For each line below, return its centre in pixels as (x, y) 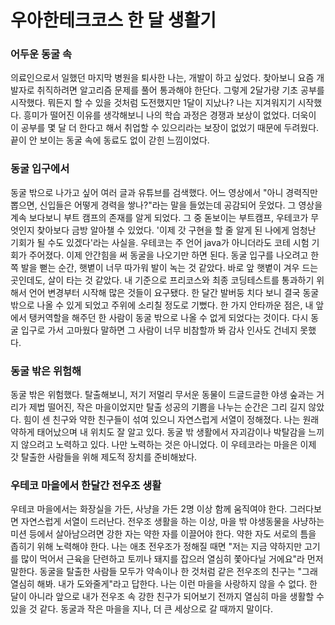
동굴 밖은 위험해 (46, 371)
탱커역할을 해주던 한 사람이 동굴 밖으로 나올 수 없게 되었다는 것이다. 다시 (168, 317)
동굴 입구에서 (40, 169)
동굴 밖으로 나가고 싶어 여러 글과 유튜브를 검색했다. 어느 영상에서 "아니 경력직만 (164, 192)
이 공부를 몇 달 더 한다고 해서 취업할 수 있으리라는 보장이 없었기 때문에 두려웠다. (165, 128)
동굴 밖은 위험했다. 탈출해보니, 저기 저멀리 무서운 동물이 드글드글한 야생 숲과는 (162, 395)
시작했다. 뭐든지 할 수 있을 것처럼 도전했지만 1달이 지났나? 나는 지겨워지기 (153, 103)
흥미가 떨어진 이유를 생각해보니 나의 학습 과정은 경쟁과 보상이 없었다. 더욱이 (170, 115)
